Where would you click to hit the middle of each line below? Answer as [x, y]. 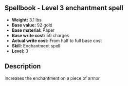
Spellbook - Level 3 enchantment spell [64, 8]
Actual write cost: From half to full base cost [57, 41]
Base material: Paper [33, 30]
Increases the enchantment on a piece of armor [52, 78]
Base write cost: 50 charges [40, 35]
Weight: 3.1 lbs [27, 20]
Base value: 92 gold [32, 25]
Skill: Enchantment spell [36, 45]
